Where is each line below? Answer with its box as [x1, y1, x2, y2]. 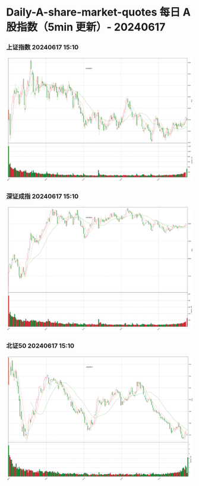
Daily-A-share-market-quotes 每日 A [6, 5, 191, 19]
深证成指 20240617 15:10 [6, 192, 79, 200]
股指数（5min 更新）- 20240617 [6, 20, 166, 34]
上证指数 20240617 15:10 [6, 43, 79, 51]
